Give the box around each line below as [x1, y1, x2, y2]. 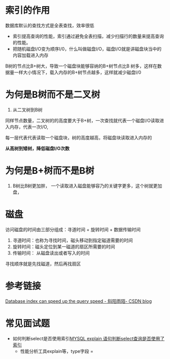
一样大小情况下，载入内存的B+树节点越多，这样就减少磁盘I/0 [14, 69, 142, 75]
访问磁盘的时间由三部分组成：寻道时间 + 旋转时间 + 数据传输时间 [5, 226, 141, 232]
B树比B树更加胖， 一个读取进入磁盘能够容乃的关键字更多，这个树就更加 [12, 183, 162, 189]
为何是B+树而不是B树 [5, 165, 95, 176]
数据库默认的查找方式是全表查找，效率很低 [5, 22, 94, 28]
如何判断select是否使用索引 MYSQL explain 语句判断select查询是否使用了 [12, 335, 165, 341]
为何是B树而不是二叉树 [5, 89, 100, 100]
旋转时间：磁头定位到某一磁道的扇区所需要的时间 [12, 243, 115, 249]
